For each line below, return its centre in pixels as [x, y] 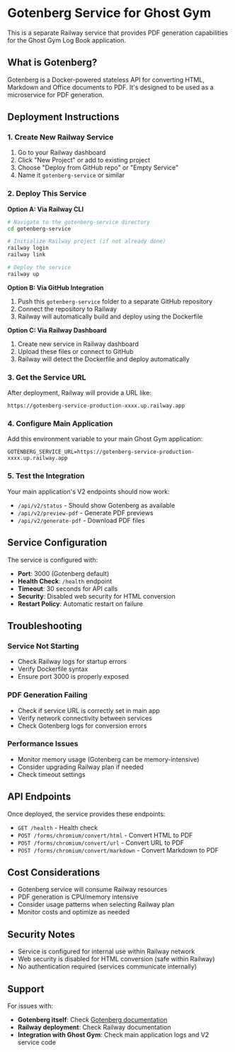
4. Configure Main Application [60, 423]
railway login [28, 248]
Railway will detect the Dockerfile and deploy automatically [103, 359]
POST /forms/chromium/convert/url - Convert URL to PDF [101, 843]
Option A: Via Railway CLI [45, 209]
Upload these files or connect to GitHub [75, 351]
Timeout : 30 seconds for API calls [68, 588]
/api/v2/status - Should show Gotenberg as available [96, 505]
